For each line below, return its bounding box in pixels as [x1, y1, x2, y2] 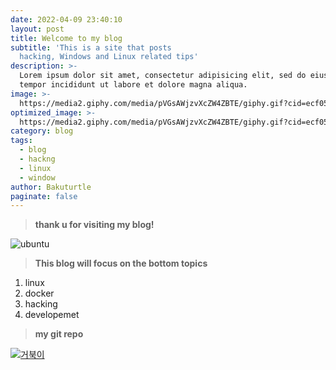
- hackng [19, 154, 56, 164]
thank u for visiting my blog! [34, 219, 155, 231]
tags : [10, 136, 33, 146]
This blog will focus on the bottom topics [34, 257, 208, 270]
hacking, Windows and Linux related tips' [19, 52, 199, 62]
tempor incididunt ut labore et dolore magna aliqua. [19, 80, 248, 90]
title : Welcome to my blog [10, 33, 123, 43]
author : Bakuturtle [10, 182, 92, 192]
